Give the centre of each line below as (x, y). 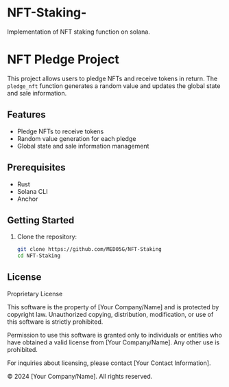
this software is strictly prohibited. (55, 322)
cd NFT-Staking (39, 256)
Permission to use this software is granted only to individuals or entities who (115, 335)
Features (26, 115)
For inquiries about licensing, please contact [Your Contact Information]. (109, 363)
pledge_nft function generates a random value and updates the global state (114, 86)
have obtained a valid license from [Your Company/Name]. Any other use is (113, 342)
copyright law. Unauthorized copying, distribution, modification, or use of (110, 314)
